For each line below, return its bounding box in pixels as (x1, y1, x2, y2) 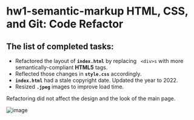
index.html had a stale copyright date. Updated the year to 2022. (15, 77, 178, 84)
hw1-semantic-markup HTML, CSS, (6, 4, 189, 18)
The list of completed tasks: (6, 41, 114, 52)
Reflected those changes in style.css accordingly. (15, 70, 142, 77)
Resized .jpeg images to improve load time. (15, 83, 124, 90)
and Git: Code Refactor (6, 17, 124, 31)
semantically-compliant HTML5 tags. (15, 64, 108, 71)
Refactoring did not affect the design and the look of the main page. (6, 95, 176, 102)
